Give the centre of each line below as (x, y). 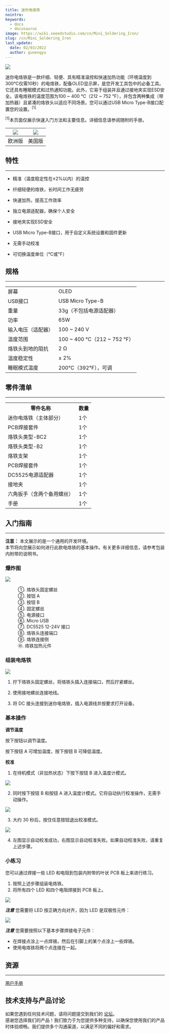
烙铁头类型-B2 (26, 446)
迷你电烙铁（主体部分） (36, 418)
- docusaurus (24, 29)
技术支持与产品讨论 (35, 1001)
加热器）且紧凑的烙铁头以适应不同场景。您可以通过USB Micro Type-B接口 (82, 102)
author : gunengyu (28, 52)
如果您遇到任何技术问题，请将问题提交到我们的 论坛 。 (61, 1014)
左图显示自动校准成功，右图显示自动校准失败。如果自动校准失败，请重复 (88, 840)
